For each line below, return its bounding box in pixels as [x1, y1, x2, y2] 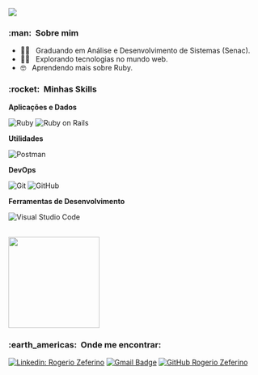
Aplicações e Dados [8, 102, 77, 112]
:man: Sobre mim [8, 27, 79, 38]
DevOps [8, 164, 36, 174]
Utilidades [8, 134, 44, 143]
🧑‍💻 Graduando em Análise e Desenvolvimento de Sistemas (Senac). [19, 45, 251, 56]
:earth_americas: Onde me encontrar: [8, 339, 162, 350]
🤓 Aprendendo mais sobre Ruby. [19, 63, 133, 73]
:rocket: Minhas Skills [8, 83, 97, 95]
